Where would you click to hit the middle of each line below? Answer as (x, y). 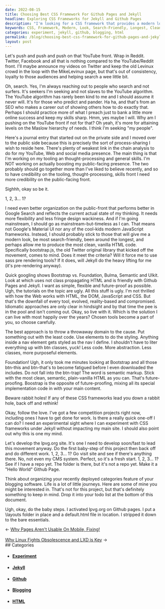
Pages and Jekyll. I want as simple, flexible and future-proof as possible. (79, 286)
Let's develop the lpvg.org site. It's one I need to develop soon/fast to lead (80, 443)
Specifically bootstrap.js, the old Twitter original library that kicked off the (79, 250)
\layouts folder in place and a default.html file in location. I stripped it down (81, 514)
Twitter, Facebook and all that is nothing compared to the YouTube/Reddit (79, 61)
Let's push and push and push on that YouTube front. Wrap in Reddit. (75, 56)
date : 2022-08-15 (23, 10)
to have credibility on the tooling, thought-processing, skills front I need (77, 174)
